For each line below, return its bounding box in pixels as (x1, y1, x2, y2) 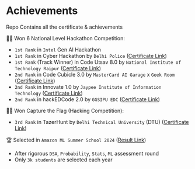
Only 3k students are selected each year (14, 156, 113, 163)
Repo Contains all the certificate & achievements (6, 23, 123, 30)
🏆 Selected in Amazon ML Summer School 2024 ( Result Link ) (6, 136, 147, 143)
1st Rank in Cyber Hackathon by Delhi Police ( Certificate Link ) (14, 52, 168, 59)
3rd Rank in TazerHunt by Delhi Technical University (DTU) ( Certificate (14, 118, 189, 125)
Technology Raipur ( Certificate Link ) (14, 64, 101, 71)
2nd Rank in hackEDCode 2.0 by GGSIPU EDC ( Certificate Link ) (14, 95, 161, 103)
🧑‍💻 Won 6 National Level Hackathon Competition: (6, 35, 126, 42)
